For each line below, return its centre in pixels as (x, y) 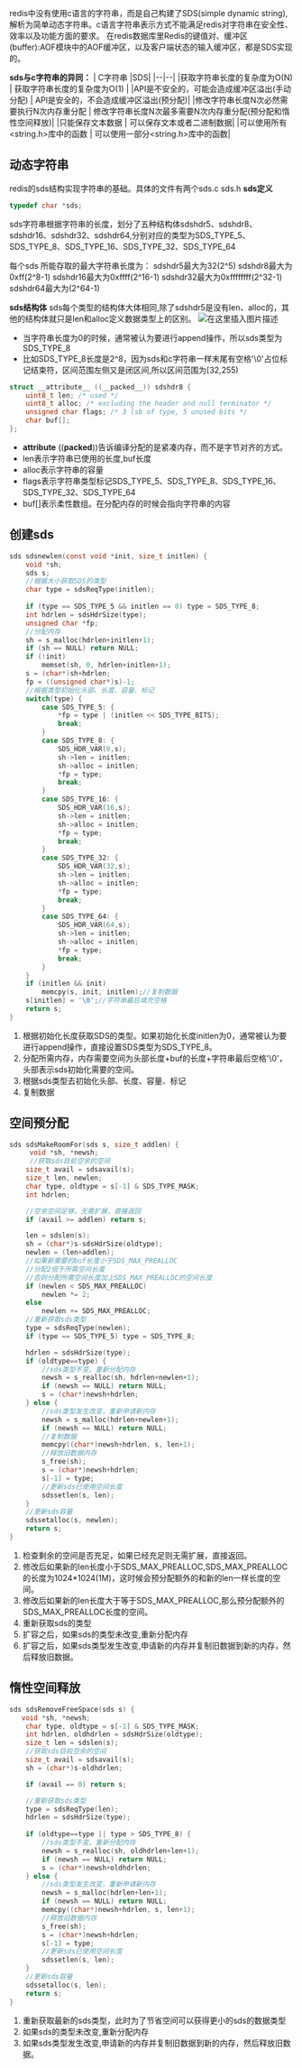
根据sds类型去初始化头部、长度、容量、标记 (104, 1080)
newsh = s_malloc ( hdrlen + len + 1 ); (105, 1893)
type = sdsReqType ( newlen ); (78, 1328)
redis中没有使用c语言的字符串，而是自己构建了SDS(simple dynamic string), (149, 13)
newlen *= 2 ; (66, 1294)
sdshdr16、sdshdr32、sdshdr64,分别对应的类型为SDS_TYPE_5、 (130, 235)
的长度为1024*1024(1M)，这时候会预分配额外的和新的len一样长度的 (147, 1577)
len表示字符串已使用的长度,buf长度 (87, 458)
